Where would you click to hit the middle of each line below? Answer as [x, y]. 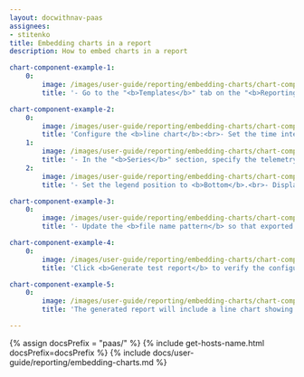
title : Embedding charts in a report [81, 43]
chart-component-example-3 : [62, 201]
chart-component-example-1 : [62, 68]
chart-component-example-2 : [62, 109]
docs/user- [173, 353]
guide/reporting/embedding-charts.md [81, 362]
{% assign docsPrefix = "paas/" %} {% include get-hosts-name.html [137, 343]
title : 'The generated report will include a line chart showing [168, 310]
